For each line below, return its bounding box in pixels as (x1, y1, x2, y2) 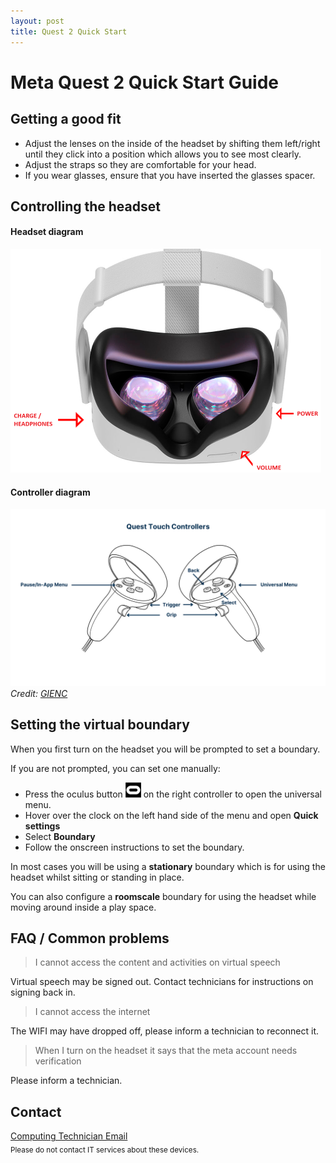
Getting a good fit (10, 111, 122, 128)
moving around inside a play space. (10, 901, 157, 913)
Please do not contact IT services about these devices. (10, 1145, 200, 1155)
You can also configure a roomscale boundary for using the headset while (10, 890, 317, 902)
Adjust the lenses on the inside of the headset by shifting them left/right (24, 137, 321, 149)
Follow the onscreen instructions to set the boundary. (24, 841, 245, 853)
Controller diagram (10, 486, 91, 498)
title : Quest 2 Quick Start (10, 26, 128, 37)
